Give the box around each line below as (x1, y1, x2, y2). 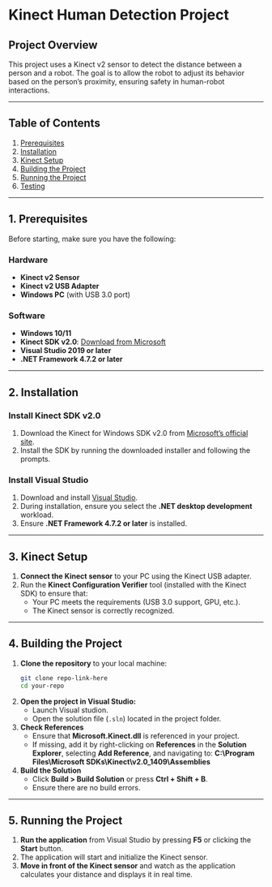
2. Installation (8, 385, 79, 399)
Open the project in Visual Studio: (19, 696, 136, 706)
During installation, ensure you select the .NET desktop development (19, 502, 253, 511)
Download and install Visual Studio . (19, 493, 138, 502)
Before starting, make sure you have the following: (8, 234, 176, 243)
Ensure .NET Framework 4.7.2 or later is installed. (19, 519, 188, 528)
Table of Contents (8, 116, 101, 131)
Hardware (8, 254, 49, 265)
